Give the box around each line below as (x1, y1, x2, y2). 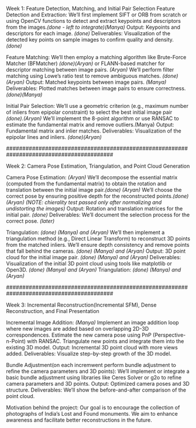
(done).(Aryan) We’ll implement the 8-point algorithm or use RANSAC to (6, 115, 180, 122)
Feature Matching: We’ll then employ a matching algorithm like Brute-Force (6, 54, 187, 60)
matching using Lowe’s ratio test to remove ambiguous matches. (6, 73, 161, 79)
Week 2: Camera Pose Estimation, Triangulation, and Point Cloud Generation (6, 162, 190, 169)
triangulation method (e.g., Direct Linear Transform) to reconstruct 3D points (6, 235, 191, 242)
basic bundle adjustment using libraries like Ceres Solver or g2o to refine (6, 374, 182, 381)
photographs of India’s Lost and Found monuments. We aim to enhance (6, 410, 178, 417)
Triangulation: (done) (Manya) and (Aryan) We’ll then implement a (6, 229, 165, 236)
